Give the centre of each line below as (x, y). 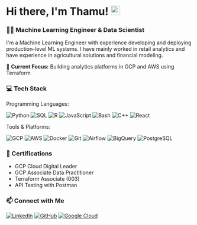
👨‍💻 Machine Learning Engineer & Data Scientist (75, 30)
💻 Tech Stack (27, 89)
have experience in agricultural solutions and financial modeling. (85, 56)
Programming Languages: (38, 104)
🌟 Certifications (29, 154)
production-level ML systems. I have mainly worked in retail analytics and (96, 49)
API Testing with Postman (46, 185)
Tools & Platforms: (28, 126)
